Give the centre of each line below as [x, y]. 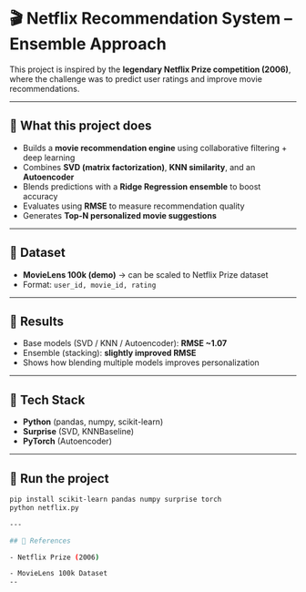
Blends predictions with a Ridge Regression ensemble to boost [142, 186]
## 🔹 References [40, 541]
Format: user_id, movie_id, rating [89, 284]
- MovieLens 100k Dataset [58, 574]
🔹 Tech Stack [47, 399]
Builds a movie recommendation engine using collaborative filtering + [155, 148]
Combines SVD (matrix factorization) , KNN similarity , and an [139, 167]
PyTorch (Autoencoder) [67, 441]
